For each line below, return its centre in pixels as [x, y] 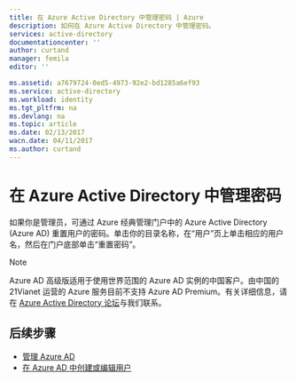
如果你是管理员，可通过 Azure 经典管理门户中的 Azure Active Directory [138, 222]
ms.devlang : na [37, 116]
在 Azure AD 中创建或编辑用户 [77, 367]
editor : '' [29, 67]
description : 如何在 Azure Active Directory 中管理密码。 [112, 26]
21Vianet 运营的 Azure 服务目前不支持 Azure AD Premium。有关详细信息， [144, 291]
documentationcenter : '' [55, 42]
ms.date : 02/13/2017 [47, 133]
